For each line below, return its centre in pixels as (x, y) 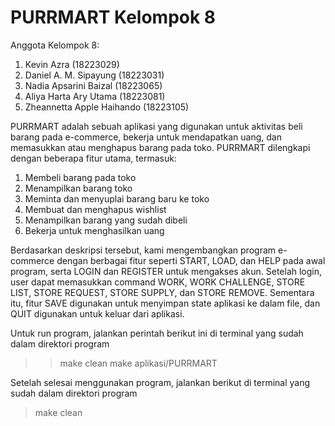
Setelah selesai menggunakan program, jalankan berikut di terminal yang (160, 382)
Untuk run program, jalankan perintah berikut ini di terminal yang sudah (157, 333)
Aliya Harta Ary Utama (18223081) (95, 96)
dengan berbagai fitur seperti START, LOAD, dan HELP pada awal (191, 260)
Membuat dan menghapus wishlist (95, 209)
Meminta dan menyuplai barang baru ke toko (117, 198)
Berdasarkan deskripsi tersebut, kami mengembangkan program (143, 250)
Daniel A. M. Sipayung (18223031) (94, 75)
